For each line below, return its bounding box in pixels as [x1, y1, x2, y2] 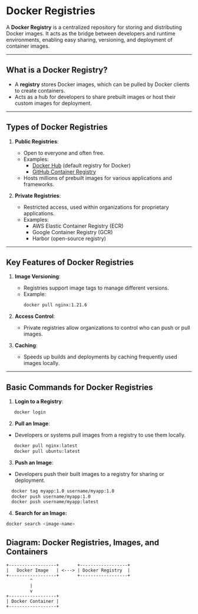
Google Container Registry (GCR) [32, 228, 113, 235]
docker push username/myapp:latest [11, 499, 99, 505]
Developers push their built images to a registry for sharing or [14, 470, 164, 477]
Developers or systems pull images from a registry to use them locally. [14, 431, 186, 438]
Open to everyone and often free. [23, 149, 105, 156]
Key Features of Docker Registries [6, 257, 134, 267]
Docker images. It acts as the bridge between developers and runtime [6, 29, 176, 37]
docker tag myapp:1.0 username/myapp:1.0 [11, 488, 115, 494]
